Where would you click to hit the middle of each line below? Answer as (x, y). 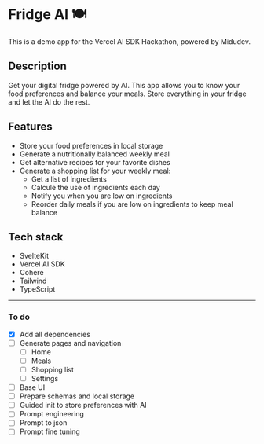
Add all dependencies (55, 334)
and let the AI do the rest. (49, 101)
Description (37, 66)
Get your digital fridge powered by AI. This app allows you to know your (124, 85)
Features (30, 127)
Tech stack (36, 237)
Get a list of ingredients (69, 179)
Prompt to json (43, 423)
